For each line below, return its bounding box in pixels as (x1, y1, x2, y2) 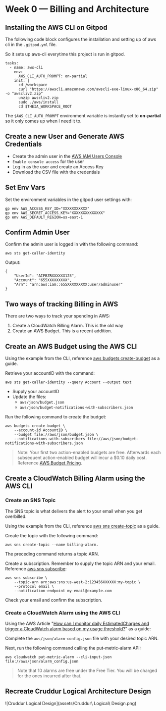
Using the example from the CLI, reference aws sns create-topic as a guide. (5, 523, 160, 529)
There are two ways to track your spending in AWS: (5, 313, 111, 319)
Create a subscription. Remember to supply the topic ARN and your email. (5, 560, 156, 566)
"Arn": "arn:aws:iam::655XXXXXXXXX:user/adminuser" (14, 282, 123, 287)
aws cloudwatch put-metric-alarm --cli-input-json (5, 655, 112, 660)
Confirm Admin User (5, 228, 70, 237)
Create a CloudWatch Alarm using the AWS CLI (5, 609, 120, 616)
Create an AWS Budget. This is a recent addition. (12, 328, 112, 334)
